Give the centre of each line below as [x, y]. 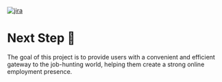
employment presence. [40, 71]
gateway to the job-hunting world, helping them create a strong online [106, 64]
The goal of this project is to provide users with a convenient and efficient [111, 57]
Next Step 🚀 [41, 38]
